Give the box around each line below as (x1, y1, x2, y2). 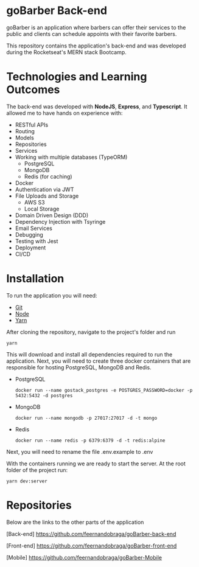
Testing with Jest (15, 237, 58, 245)
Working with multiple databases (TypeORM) (15, 153, 128, 161)
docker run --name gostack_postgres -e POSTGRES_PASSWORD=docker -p (15, 387, 193, 393)
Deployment (15, 244, 46, 251)
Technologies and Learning (6, 70, 147, 84)
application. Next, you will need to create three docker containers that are (6, 357, 191, 364)
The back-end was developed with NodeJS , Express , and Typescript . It (6, 103, 187, 110)
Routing (15, 127, 35, 134)
